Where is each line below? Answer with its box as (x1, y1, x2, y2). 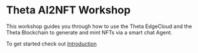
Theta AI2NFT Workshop (6, 3, 131, 17)
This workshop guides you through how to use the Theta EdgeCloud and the (6, 23, 192, 30)
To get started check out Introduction (6, 40, 97, 47)
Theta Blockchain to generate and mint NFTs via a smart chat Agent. (6, 29, 173, 36)
